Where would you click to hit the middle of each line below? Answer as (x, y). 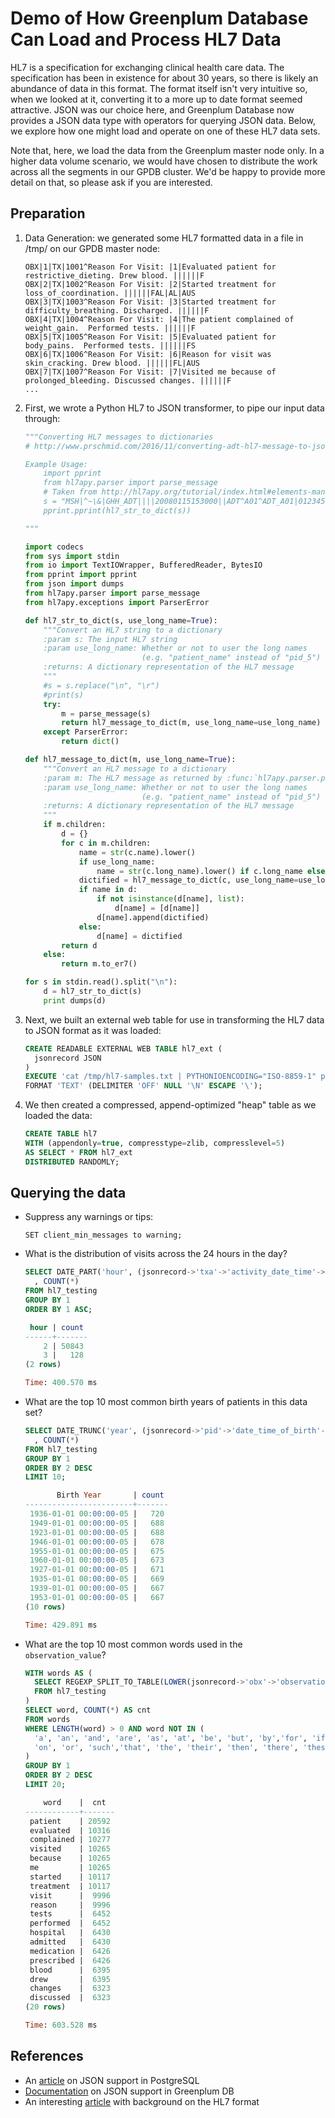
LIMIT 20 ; (45, 1785)
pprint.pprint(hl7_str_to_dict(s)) (117, 510)
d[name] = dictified (139, 936)
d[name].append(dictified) (153, 917)
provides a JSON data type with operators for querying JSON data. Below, (163, 120)
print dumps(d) (75, 1000)
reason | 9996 (70, 1905)
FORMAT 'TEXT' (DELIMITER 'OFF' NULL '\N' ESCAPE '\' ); (143, 1086)
